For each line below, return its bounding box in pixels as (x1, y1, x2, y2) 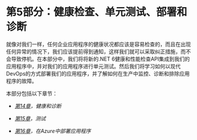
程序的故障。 (6, 77, 37, 84)
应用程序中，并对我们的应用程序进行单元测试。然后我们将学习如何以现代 (6, 62, 181, 69)
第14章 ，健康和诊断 (14, 102, 62, 109)
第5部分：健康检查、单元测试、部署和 (6, 5, 188, 19)
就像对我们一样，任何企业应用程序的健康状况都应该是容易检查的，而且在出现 (6, 41, 191, 48)
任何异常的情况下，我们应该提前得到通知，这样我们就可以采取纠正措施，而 (6, 48, 186, 55)
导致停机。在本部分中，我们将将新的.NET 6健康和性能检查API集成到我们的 (11, 55, 191, 62)
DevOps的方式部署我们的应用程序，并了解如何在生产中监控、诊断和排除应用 (6, 70, 190, 77)
